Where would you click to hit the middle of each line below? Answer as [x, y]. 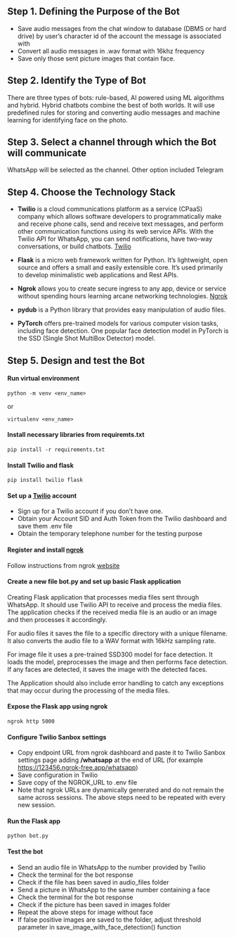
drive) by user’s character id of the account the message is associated [119, 36]
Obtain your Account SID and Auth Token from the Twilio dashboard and [122, 519]
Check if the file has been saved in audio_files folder [93, 882]
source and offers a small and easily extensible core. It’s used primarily [120, 267]
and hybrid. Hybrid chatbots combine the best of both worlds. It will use [111, 105]
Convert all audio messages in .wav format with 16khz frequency [111, 51]
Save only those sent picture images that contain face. [96, 58]
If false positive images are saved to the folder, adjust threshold [109, 919]
